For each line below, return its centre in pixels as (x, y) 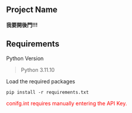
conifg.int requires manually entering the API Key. (67, 103)
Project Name (32, 10)
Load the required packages (41, 81)
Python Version (25, 58)
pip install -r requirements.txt (48, 92)
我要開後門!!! (22, 25)
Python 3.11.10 (38, 70)
